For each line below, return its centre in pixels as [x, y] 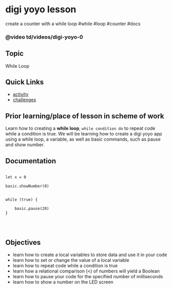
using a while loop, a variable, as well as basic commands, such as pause [83, 139]
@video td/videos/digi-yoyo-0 [44, 37]
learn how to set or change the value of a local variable [71, 260]
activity [21, 94]
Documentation [31, 161]
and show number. [25, 145]
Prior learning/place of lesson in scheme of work [85, 116]
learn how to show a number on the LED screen [63, 282]
